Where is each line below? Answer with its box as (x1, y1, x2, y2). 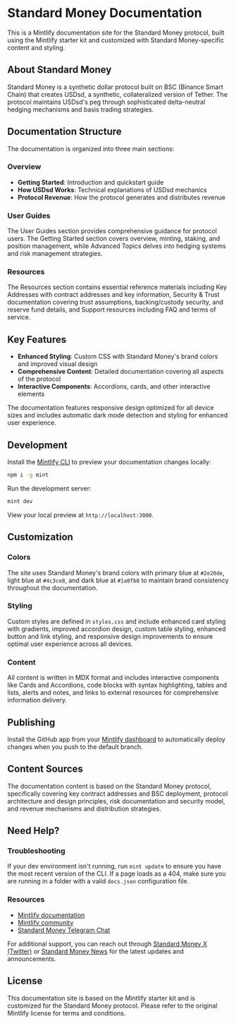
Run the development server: (7, 484, 92, 493)
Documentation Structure (7, 126, 122, 138)
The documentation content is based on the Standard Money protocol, (7, 782, 211, 790)
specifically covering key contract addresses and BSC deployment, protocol (7, 789, 228, 798)
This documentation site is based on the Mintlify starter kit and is (7, 994, 196, 1002)
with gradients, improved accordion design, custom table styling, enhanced (7, 624, 227, 633)
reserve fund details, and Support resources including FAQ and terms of (7, 305, 216, 314)
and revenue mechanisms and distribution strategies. (7, 804, 162, 813)
